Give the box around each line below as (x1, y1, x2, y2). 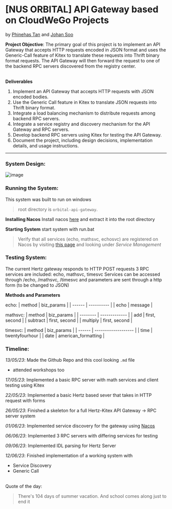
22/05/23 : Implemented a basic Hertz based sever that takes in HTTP (5, 392, 152, 399)
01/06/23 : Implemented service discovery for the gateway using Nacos (5, 423, 155, 429)
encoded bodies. (12, 94, 49, 100)
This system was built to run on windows (5, 196, 92, 203)
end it (17, 499, 30, 505)
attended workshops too (12, 367, 65, 373)
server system (5, 413, 36, 419)
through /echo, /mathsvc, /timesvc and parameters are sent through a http (5, 276, 162, 282)
